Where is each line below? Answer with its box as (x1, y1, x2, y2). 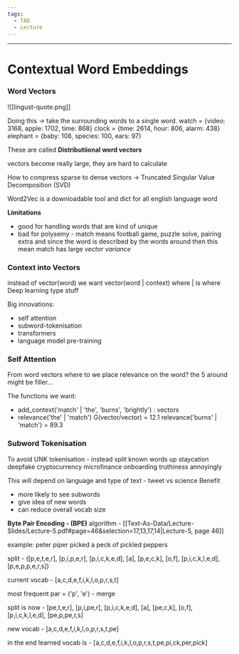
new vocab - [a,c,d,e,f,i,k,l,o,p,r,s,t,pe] (7, 624, 119, 633)
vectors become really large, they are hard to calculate (7, 159, 168, 167)
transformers (17, 329, 56, 338)
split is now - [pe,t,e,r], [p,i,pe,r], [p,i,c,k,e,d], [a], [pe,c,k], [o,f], (7, 603, 193, 611)
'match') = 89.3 (17, 421, 63, 430)
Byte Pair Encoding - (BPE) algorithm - (7, 519, 122, 527)
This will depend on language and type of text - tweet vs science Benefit (7, 476, 221, 484)
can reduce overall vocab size (17, 505, 106, 514)
